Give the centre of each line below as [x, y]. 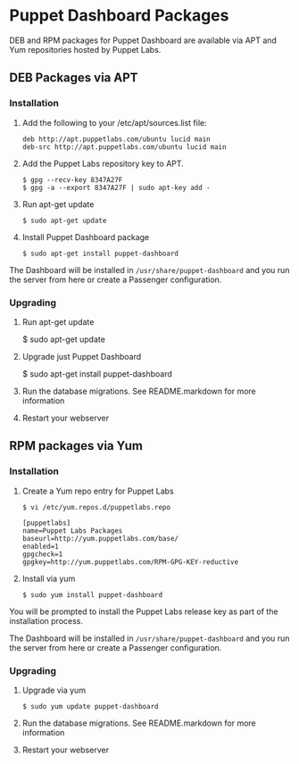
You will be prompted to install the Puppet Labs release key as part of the [144, 611]
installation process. [46, 620]
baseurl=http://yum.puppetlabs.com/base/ [100, 538]
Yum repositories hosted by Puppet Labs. [85, 49]
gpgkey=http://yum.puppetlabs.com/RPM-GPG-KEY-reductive [130, 562]
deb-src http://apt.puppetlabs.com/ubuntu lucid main [124, 147]
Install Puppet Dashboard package [86, 237]
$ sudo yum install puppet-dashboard [92, 594]
